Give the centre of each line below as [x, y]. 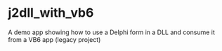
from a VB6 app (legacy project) [54, 39]
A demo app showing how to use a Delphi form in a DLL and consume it [111, 32]
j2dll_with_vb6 [51, 13]
